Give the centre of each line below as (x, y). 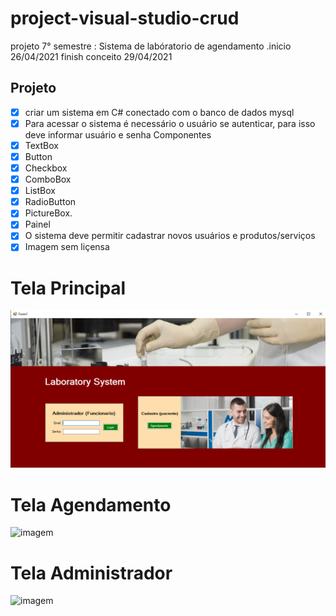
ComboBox (48, 179)
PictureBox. (48, 213)
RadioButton (50, 202)
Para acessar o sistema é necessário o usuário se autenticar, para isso (170, 123)
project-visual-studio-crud (125, 18)
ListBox (40, 191)
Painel (37, 224)
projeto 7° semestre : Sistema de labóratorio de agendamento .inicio (151, 46)
